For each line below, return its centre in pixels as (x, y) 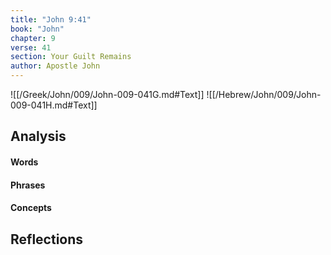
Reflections (47, 239)
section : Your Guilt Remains (71, 57)
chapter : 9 (33, 38)
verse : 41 (31, 47)
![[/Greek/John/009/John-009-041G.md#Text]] (107, 94)
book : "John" (37, 29)
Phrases (28, 185)
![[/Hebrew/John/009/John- (264, 94)
